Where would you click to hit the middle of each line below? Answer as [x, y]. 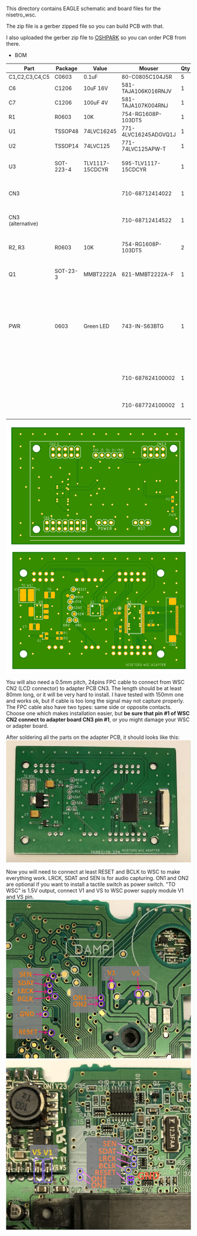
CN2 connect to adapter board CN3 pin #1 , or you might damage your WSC [98, 719]
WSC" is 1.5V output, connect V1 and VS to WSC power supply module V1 [95, 891]
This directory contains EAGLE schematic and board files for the [84, 9]
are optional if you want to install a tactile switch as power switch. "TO [91, 884]
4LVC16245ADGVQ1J [149, 134]
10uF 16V [96, 88]
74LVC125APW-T [144, 149]
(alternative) [23, 224]
